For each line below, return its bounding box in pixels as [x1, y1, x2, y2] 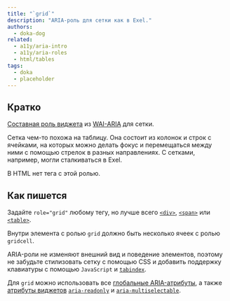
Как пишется [7, 190, 67, 202]
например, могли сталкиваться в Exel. [7, 155, 123, 164]
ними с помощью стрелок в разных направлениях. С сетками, [7, 148, 195, 157]
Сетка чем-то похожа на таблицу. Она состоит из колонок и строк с [7, 134, 212, 142]
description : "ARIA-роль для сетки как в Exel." [7, 17, 152, 24]
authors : [7, 23, 33, 30]
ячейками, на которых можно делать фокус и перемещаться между [7, 141, 212, 149]
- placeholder [13, 75, 55, 83]
